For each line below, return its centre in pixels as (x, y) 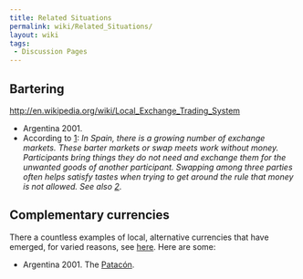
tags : (20, 43)
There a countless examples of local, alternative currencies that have (139, 237)
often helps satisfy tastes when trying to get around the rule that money (158, 176)
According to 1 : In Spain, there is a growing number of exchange (144, 138)
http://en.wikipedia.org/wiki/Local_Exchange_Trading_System (125, 110)
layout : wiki (34, 35)
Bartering (37, 89)
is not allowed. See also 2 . (72, 186)
